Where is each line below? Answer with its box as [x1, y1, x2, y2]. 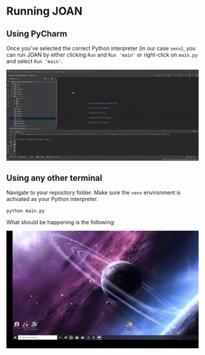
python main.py [6, 208, 45, 214]
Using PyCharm [6, 29, 68, 39]
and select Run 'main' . [6, 58, 63, 65]
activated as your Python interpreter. [6, 195, 99, 203]
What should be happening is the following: [6, 219, 115, 226]
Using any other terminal [6, 172, 103, 183]
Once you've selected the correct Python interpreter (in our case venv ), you [6, 44, 196, 52]
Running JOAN [6, 4, 83, 18]
